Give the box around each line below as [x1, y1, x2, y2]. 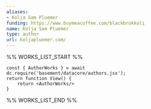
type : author [6, 31, 39, 37]
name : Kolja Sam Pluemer [6, 25, 69, 32]
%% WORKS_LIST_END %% [6, 97, 78, 104]
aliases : [6, 8, 29, 15]
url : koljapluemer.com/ [6, 37, 67, 43]
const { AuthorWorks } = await [6, 65, 86, 71]
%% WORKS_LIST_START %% [6, 54, 83, 60]
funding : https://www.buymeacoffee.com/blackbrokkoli [6, 20, 146, 26]
